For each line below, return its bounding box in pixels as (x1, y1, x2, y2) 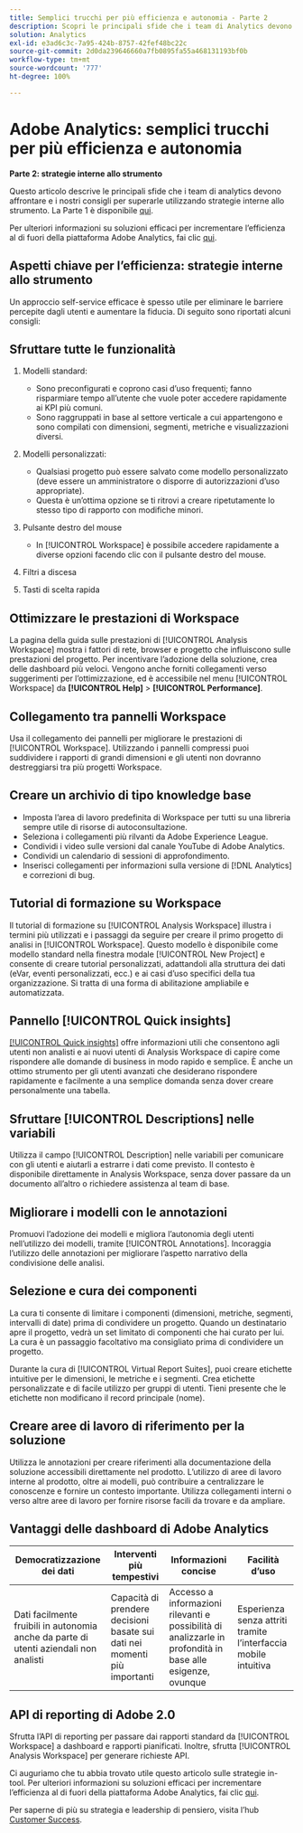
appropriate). (35, 486, 85, 496)
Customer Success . (9, 1814, 83, 1825)
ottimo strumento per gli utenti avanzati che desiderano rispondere (9, 1066, 258, 1077)
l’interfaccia (237, 1637, 288, 1649)
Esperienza (237, 1602, 286, 1615)
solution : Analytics (9, 30, 87, 39)
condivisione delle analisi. (9, 1258, 106, 1268)
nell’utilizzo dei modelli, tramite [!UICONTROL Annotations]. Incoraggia (9, 1238, 272, 1249)
